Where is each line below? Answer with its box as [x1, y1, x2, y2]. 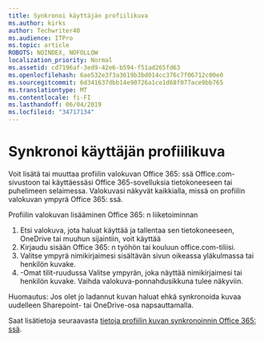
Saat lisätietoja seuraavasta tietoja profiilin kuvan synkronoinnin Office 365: [8, 315, 257, 325]
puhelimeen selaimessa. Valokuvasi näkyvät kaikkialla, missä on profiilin [8, 185, 246, 196]
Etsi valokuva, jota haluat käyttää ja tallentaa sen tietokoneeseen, [19, 225, 234, 235]
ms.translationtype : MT [8, 85, 88, 94]
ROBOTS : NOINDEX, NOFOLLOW [8, 49, 98, 57]
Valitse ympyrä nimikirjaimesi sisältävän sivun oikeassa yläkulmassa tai [19, 251, 254, 260]
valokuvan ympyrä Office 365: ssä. [8, 194, 123, 204]
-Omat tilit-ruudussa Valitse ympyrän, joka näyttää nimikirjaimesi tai [19, 268, 242, 277]
